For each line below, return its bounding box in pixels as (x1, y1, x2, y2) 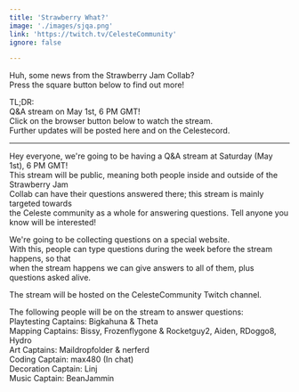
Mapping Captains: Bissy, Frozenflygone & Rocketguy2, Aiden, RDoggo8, (9, 326, 278, 337)
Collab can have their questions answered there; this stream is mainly (9, 189, 264, 200)
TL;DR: (9, 97, 35, 108)
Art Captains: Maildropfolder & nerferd (9, 345, 149, 355)
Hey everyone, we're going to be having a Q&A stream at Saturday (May (9, 151, 273, 161)
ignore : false (9, 37, 62, 47)
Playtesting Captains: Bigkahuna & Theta (9, 316, 158, 327)
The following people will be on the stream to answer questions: (9, 306, 244, 317)
